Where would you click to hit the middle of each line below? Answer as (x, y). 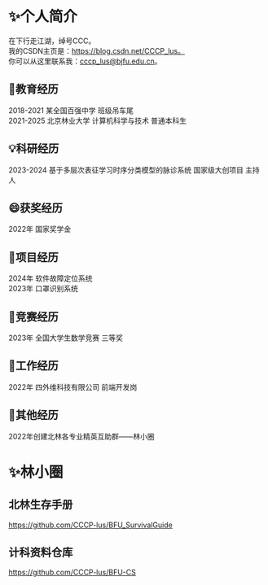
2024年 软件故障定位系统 (51, 278)
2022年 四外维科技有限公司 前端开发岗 (73, 386)
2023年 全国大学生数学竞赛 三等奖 (66, 338)
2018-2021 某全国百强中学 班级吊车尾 (71, 110)
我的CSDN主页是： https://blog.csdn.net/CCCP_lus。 (97, 50)
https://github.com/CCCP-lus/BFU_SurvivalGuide (90, 525)
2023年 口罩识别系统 (44, 289)
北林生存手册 (41, 505)
